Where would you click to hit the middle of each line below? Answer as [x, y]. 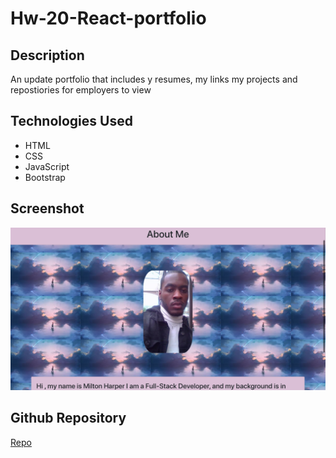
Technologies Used [71, 121]
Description [47, 55]
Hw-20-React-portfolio [108, 18]
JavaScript [47, 166]
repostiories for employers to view [81, 90]
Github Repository [68, 418]
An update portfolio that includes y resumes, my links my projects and [154, 79]
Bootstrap [45, 177]
